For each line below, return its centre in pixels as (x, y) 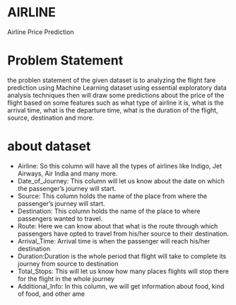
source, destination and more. (51, 117)
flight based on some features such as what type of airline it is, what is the (116, 103)
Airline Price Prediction (41, 32)
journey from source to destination (68, 263)
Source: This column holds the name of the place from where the (112, 196)
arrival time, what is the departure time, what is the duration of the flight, (113, 110)
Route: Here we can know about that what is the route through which (118, 226)
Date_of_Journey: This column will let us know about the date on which (121, 180)
